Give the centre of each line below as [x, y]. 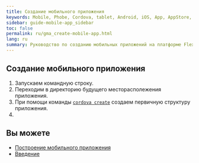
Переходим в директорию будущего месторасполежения [88, 89]
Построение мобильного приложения [63, 147]
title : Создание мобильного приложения [55, 12]
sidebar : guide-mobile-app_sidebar [50, 23]
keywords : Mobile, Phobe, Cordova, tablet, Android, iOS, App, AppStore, [99, 17]
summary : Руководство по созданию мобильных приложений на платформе [94, 45]
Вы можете [28, 133]
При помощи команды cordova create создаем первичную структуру [102, 102]
